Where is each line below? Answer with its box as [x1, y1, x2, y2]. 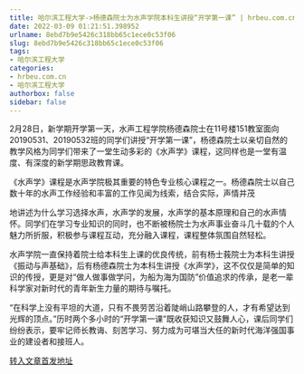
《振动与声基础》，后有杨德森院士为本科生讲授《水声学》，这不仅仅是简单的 [9, 260, 287, 272]
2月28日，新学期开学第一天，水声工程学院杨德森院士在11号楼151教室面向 [9, 123, 280, 134]
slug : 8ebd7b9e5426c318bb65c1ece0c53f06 [9, 38, 165, 48]
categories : [9, 64, 54, 73]
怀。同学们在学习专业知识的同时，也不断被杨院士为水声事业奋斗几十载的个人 [9, 218, 295, 229]
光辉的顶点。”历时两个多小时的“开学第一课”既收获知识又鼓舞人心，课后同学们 [9, 313, 294, 324]
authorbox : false [9, 89, 75, 98]
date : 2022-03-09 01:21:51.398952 [9, 22, 140, 31]
